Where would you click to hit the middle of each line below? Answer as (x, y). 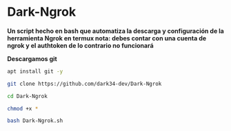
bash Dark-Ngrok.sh (35, 121)
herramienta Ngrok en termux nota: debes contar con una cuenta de (107, 38)
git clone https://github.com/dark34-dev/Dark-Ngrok (84, 84)
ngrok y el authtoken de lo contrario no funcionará (80, 45)
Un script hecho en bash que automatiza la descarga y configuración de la (115, 31)
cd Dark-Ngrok (28, 96)
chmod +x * (23, 108)
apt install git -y (35, 71)
